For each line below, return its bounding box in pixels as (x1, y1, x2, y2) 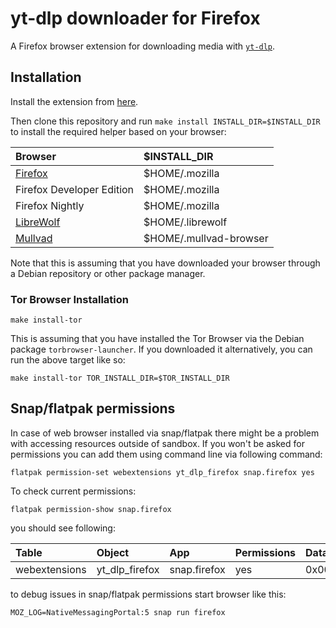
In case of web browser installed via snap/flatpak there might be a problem (10, 427, 320, 439)
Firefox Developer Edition (15, 182, 135, 196)
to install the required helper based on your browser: (10, 125, 227, 137)
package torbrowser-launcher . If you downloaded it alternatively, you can (10, 343, 313, 356)
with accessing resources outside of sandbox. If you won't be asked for (10, 437, 305, 449)
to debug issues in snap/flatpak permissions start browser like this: (10, 588, 287, 600)
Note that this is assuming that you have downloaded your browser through (10, 257, 321, 269)
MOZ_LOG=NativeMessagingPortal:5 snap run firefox (10, 607, 226, 617)
